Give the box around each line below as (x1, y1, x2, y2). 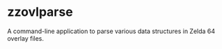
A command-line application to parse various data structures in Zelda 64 (7, 27, 216, 35)
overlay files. (7, 34, 44, 42)
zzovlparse (7, 4, 73, 20)
